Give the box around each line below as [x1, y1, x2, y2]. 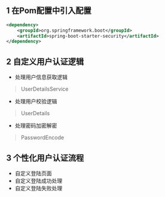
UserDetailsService [20, 85, 69, 93]
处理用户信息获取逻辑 [14, 73, 68, 81]
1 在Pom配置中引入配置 [6, 5, 91, 16]
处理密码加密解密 [14, 122, 57, 130]
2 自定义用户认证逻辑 [6, 56, 84, 67]
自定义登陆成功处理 [14, 177, 63, 184]
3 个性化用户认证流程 [6, 153, 84, 163]
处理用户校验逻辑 [14, 98, 57, 105]
